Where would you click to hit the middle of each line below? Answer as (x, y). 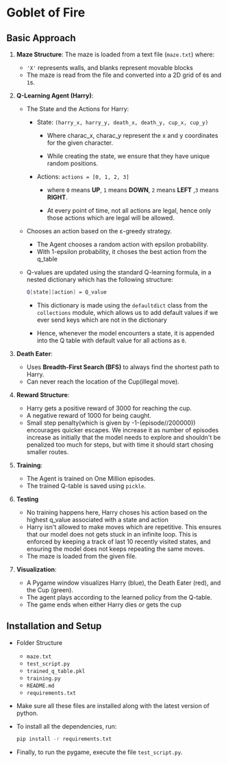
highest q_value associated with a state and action (97, 519)
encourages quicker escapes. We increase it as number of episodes (123, 430)
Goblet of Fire (46, 13)
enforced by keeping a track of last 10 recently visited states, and (118, 541)
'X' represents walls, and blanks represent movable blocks (110, 68)
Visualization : (36, 569)
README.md (41, 685)
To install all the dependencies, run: (66, 726)
